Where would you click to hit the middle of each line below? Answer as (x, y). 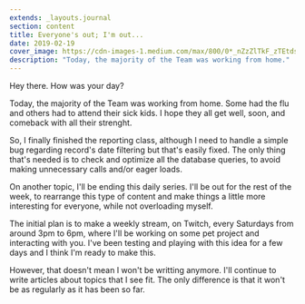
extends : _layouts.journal (60, 18)
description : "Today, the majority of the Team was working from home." (150, 60)
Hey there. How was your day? (67, 86)
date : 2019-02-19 (42, 43)
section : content (42, 26)
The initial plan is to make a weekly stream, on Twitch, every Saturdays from (152, 224)
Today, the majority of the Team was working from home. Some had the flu (149, 103)
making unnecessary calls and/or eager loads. (96, 169)
